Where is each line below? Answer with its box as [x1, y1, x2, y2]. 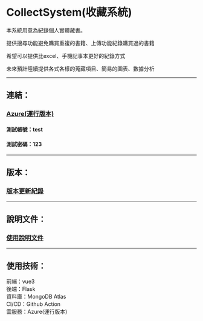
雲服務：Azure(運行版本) [6, 308, 68, 316]
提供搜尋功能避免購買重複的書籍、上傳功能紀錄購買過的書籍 [6, 39, 155, 46]
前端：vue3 [6, 278, 35, 285]
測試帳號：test [6, 126, 43, 133]
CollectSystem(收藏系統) [6, 5, 132, 19]
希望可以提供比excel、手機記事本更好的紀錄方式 [6, 52, 126, 59]
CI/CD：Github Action [6, 300, 61, 308]
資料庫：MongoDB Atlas [6, 293, 66, 300]
